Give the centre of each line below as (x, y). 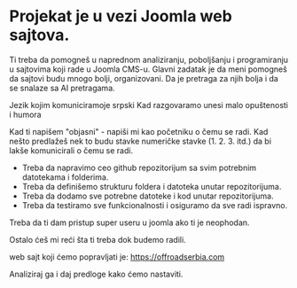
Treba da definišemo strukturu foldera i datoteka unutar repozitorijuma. (152, 186)
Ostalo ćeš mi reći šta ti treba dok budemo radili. (98, 239)
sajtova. (39, 35)
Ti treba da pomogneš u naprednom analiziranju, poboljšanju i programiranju (149, 59)
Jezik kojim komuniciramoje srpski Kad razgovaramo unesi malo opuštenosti (149, 105)
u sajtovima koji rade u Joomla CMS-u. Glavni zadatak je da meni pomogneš (148, 69)
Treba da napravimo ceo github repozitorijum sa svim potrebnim (139, 167)
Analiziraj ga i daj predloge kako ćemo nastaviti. (96, 274)
